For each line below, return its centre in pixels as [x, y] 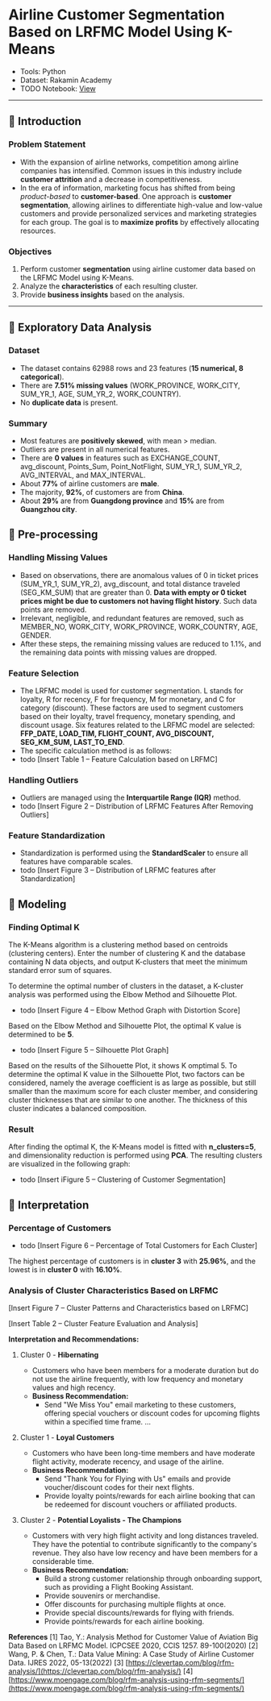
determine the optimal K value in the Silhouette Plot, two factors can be [127, 1075]
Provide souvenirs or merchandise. [102, 1596]
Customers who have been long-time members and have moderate [144, 1454]
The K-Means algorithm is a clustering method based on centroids [118, 945]
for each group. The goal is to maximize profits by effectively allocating [140, 222]
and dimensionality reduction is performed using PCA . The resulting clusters [135, 1155]
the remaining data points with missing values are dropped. [119, 652]
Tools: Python [43, 71]
